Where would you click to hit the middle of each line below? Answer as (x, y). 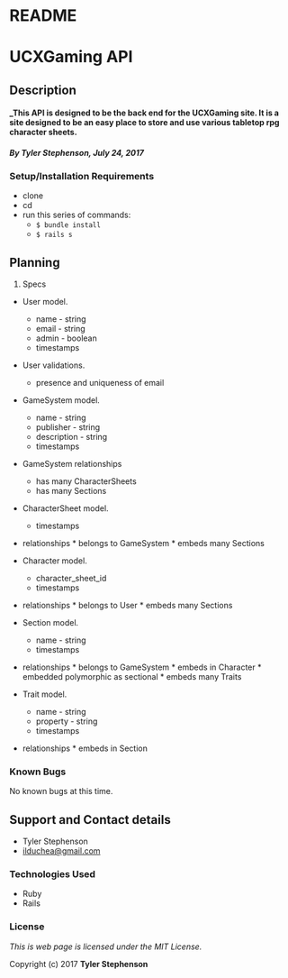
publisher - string (68, 427)
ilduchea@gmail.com (61, 851)
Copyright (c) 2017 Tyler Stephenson (79, 964)
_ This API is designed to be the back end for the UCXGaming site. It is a (144, 113)
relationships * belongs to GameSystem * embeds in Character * (142, 667)
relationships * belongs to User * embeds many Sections (127, 606)
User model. (45, 302)
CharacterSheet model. (66, 508)
